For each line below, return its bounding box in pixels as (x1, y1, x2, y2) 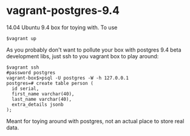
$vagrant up (6, 35, 36, 41)
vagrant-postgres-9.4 (6, 4, 120, 18)
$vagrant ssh (6, 64, 39, 70)
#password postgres (6, 69, 56, 76)
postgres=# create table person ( (6, 80, 94, 86)
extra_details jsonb (12, 101, 64, 107)
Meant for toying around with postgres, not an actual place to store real (6, 117, 185, 124)
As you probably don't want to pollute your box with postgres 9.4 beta (6, 46, 182, 53)
